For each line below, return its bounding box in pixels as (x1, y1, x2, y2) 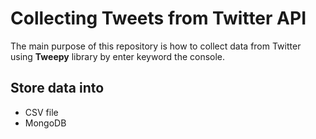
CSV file (24, 106, 59, 118)
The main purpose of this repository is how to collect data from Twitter (10, 40, 302, 52)
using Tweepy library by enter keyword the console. (10, 50, 226, 62)
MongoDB (24, 117, 67, 129)
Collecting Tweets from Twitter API (10, 7, 307, 30)
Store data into (10, 80, 105, 97)
